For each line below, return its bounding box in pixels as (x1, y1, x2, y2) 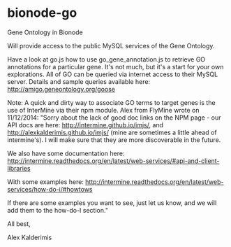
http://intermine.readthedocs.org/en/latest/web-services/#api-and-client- (7, 156, 220, 165)
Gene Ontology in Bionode (7, 28, 83, 36)
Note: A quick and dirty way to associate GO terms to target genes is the (7, 98, 216, 106)
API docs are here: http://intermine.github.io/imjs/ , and (7, 120, 164, 129)
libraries (7, 164, 31, 172)
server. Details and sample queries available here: (7, 77, 151, 85)
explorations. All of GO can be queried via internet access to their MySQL (7, 70, 218, 78)
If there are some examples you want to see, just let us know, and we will (7, 198, 217, 207)
